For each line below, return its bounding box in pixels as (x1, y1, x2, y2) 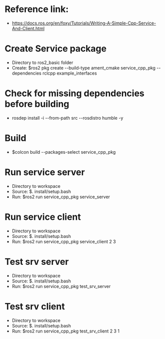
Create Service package (4, 43, 107, 55)
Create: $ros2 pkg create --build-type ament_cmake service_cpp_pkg (11, 65, 156, 71)
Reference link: (4, 4, 69, 15)
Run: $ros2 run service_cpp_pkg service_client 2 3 (11, 238, 116, 244)
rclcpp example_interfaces (42, 70, 97, 76)
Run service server (4, 166, 85, 178)
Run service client (4, 211, 81, 222)
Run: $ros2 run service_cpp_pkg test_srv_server (11, 283, 111, 289)
